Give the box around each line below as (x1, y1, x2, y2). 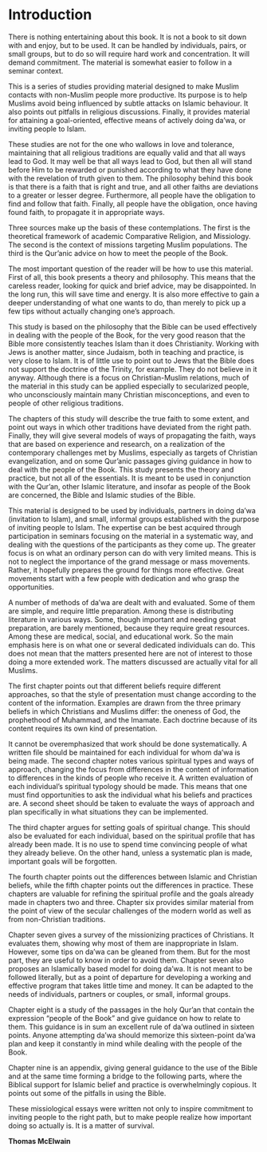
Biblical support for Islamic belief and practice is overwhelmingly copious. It (8, 1079, 257, 1089)
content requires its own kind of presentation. (8, 723, 158, 733)
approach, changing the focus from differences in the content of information (8, 764, 259, 774)
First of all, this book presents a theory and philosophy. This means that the (8, 272, 257, 281)
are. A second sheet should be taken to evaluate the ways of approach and (8, 798, 255, 808)
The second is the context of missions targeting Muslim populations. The (8, 240, 248, 249)
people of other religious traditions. (8, 398, 124, 408)
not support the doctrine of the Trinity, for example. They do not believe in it (8, 364, 257, 373)
